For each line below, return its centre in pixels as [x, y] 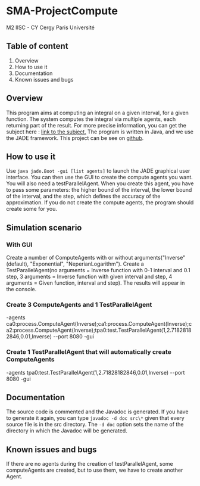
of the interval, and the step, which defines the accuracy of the [83, 196]
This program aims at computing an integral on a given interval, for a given [98, 113]
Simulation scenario [44, 228]
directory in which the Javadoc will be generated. [67, 431]
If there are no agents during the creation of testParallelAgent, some [90, 464]
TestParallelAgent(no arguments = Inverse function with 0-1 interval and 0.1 [98, 270]
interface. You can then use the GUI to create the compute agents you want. [100, 177]
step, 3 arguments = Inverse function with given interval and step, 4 [89, 277]
